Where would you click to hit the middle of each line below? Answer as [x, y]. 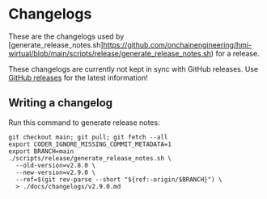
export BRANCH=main [41, 151]
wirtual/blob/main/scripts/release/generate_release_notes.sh [110, 53]
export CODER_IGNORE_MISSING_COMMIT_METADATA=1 [90, 144]
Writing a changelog [61, 103]
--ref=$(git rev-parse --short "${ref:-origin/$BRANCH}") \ [119, 179]
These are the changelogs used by [66, 36]
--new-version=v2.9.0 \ [55, 172]
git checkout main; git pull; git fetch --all [88, 137]
